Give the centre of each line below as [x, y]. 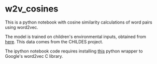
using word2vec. [22, 27]
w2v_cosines [32, 9]
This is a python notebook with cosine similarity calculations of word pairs [79, 22]
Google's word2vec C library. [34, 56]
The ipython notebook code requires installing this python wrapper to [74, 51]
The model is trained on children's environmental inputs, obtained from [76, 37]
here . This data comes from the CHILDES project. [54, 41]
